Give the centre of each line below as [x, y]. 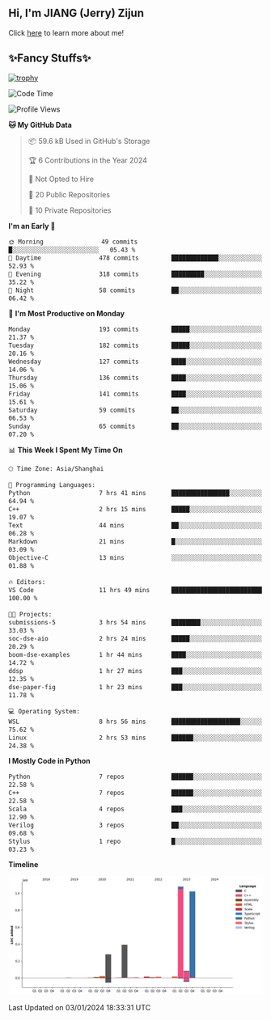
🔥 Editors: [27, 582]
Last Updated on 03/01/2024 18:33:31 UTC [80, 1007]
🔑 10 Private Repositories [70, 210]
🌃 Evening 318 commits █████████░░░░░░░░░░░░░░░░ [135, 274]
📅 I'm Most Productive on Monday [67, 313]
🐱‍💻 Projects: [30, 614]
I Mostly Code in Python [49, 760]
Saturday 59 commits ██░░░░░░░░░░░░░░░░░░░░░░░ [135, 410]
